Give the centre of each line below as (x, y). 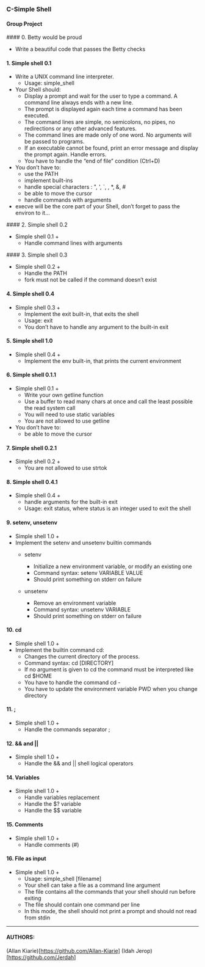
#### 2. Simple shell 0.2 (37, 225)
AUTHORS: (21, 937)
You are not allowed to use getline (67, 421)
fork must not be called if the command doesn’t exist (91, 280)
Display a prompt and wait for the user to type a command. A (101, 96)
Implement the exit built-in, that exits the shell (81, 314)
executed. (37, 115)
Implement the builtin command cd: (60, 650)
